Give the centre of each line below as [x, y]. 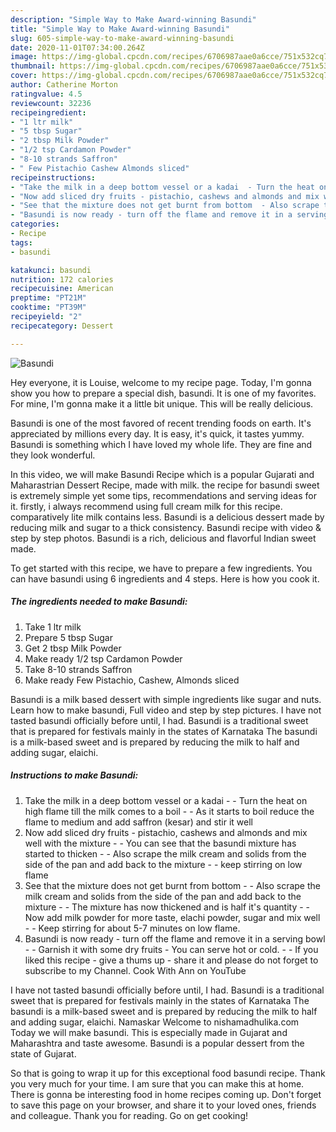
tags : [21, 242]
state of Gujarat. [43, 1053]
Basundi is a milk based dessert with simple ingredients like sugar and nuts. [166, 699]
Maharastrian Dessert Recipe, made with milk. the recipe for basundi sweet [165, 485]
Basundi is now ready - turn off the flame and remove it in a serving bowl [175, 938]
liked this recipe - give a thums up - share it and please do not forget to [171, 960]
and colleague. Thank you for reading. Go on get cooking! [129, 1115]
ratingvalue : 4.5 [46, 94]
